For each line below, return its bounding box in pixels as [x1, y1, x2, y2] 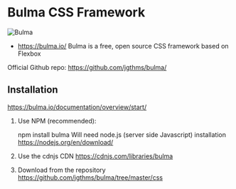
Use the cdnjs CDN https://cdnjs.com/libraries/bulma [17, 151, 173, 160]
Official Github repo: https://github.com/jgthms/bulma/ [7, 63, 167, 71]
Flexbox [17, 49, 41, 58]
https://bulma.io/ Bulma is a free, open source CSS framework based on [17, 41, 229, 50]
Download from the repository [17, 165, 106, 174]
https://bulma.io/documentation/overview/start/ [7, 103, 147, 111]
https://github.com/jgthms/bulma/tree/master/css [17, 173, 163, 182]
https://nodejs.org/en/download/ [17, 138, 114, 146]
